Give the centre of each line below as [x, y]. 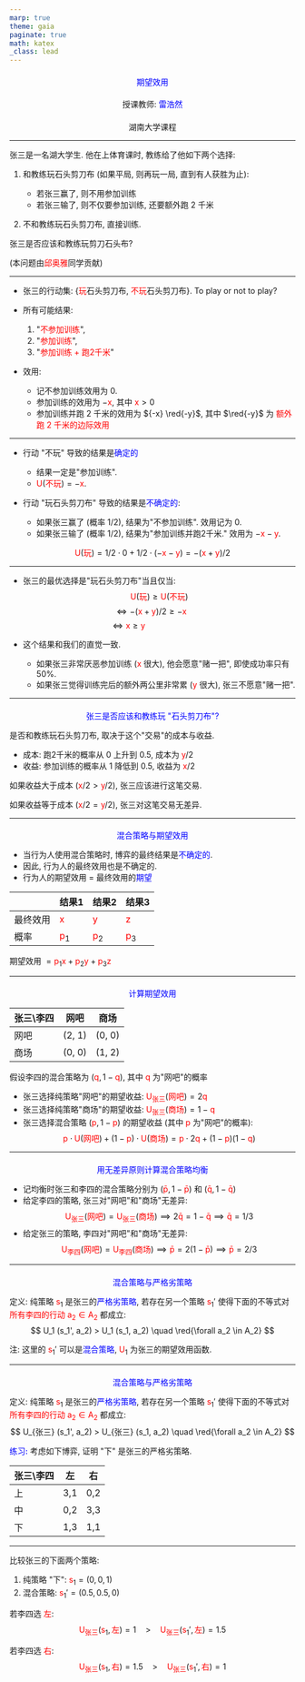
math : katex [32, 43]
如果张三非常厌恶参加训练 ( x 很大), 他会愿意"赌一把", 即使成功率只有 [163, 663]
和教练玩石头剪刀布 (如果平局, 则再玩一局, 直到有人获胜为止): [136, 174]
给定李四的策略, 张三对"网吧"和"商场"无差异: [105, 1200]
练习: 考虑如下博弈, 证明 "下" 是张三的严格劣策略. [101, 1451]
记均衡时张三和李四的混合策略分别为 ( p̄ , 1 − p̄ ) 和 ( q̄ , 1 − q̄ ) [129, 1189]
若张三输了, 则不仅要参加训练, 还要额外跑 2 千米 [125, 205]
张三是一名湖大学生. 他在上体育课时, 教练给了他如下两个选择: [123, 155]
